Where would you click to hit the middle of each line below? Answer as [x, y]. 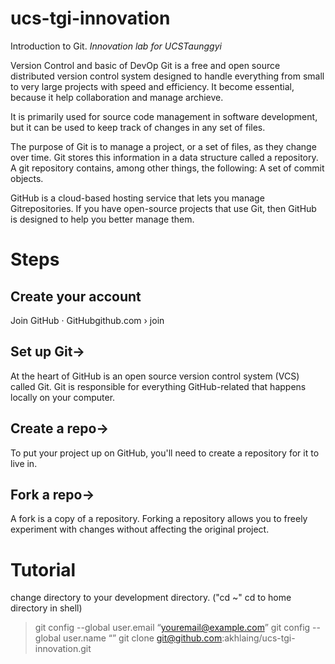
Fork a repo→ [52, 494]
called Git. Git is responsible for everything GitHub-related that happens [158, 386]
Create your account [76, 296]
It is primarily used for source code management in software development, [164, 116]
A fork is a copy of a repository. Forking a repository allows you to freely [159, 519]
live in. [24, 463]
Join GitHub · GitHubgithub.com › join [87, 320]
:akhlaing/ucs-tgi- [258, 638]
